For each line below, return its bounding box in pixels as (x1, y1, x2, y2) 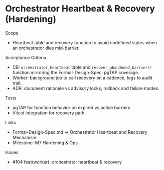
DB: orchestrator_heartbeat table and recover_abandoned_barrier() (12, 64, 152, 70)
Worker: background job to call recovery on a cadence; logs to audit (12, 75, 153, 81)
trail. (12, 80, 22, 86)
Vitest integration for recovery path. (12, 110, 86, 116)
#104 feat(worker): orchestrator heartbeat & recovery (12, 159, 122, 165)
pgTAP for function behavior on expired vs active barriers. (12, 104, 132, 110)
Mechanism (12, 134, 37, 140)
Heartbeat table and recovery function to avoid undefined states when (12, 39, 157, 45)
